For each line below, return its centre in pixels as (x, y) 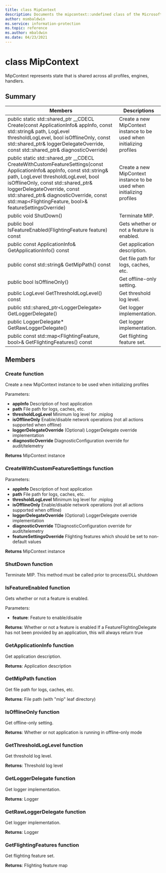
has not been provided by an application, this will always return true (74, 632)
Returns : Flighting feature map (36, 866)
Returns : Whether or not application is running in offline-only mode (74, 733)
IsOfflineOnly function (32, 712)
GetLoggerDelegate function (40, 778)
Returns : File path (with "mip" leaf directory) (50, 699)
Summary (21, 96)
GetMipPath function (31, 679)
